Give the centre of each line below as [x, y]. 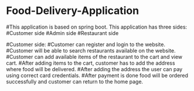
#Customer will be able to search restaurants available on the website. [91, 50]
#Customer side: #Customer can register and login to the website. [86, 44]
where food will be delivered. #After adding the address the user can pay [94, 69]
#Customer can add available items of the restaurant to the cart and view [94, 57]
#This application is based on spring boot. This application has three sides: [97, 27]
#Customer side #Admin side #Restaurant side [62, 33]
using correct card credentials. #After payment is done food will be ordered [97, 75]
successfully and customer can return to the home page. [75, 81]
